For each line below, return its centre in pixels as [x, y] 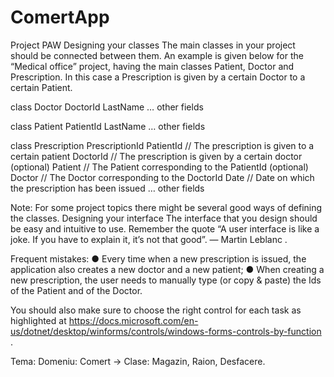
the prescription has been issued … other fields [107, 188]
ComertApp [60, 17]
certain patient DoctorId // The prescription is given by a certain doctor [156, 156]
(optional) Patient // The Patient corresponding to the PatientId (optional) [159, 167]
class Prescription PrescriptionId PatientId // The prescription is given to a [162, 145]
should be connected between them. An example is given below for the [157, 55]
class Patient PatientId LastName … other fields [108, 126]
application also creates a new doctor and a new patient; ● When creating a [167, 269]
